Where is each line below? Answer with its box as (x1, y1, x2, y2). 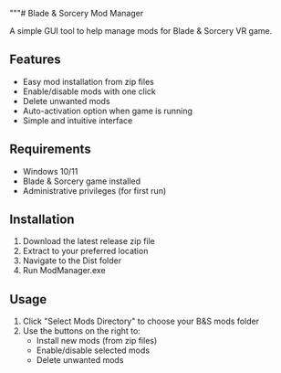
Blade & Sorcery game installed (22, 176, 141, 186)
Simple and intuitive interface (22, 114, 133, 126)
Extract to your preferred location (22, 246, 149, 257)
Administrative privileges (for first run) (22, 185, 167, 196)
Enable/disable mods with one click (22, 86, 157, 97)
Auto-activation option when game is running (22, 105, 193, 116)
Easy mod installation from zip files (22, 76, 155, 87)
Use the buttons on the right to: (22, 325, 141, 336)
